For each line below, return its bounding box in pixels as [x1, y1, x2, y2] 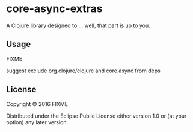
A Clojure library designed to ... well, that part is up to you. [6, 22, 150, 29]
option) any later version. [6, 118, 68, 125]
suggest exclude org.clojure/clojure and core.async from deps [6, 67, 161, 74]
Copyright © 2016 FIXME [6, 100, 69, 107]
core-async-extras [6, 2, 103, 16]
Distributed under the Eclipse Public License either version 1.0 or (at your [6, 112, 187, 119]
